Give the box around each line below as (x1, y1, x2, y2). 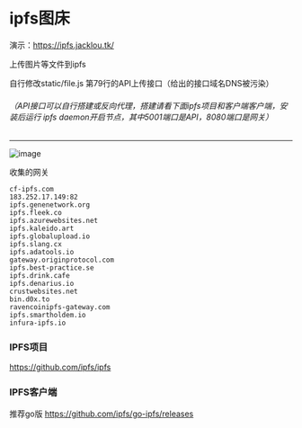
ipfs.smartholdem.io (9, 311, 87, 320)
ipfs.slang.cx (9, 240, 63, 249)
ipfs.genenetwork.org (9, 201, 91, 210)
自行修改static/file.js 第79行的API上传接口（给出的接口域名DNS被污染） (9, 77, 274, 88)
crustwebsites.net (9, 287, 78, 297)
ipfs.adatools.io (9, 248, 75, 257)
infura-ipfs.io (9, 318, 67, 328)
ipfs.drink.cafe (9, 272, 70, 281)
